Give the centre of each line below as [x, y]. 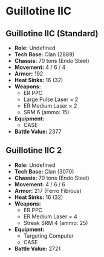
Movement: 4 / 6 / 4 [40, 67]
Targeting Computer [48, 236]
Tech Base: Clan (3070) [44, 171]
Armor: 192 [29, 73]
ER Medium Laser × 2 [50, 106]
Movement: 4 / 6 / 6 [40, 184]
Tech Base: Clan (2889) [44, 54]
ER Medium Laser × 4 [50, 216]
